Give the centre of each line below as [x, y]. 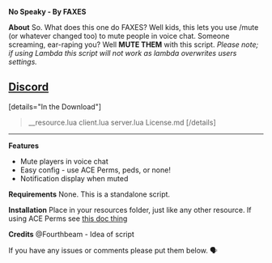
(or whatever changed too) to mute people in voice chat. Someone [119, 36]
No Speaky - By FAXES [47, 12]
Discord [29, 87]
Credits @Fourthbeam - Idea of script [72, 234]
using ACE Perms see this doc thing [68, 218]
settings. [23, 62]
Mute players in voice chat [64, 161]
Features [23, 146]
